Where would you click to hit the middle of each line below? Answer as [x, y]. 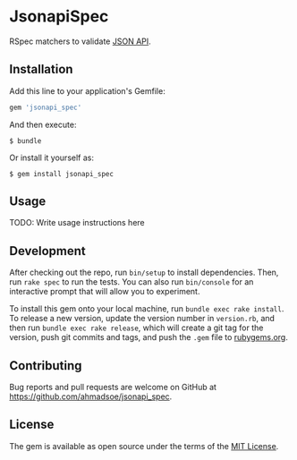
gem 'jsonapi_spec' [46, 107]
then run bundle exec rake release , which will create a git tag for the [136, 328]
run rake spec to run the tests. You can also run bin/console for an [132, 282]
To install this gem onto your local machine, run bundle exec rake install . [147, 309]
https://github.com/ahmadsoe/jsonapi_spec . [91, 396]
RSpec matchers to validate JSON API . [81, 41]
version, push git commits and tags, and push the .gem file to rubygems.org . [149, 337]
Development [48, 251]
